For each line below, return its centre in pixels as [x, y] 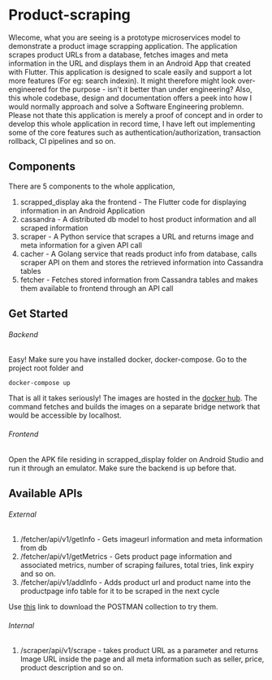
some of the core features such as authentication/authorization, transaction [135, 132]
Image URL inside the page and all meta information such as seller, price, [142, 659]
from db [33, 548]
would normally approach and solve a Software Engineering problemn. [126, 106]
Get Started [38, 314]
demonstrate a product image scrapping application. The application [123, 45]
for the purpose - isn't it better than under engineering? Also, [151, 89]
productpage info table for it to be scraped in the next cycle [120, 591]
